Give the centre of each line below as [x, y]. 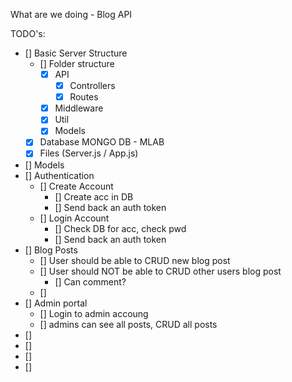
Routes [84, 97]
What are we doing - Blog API [71, 14]
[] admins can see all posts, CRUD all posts [128, 324]
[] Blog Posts [51, 250]
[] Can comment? [90, 281]
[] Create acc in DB [94, 196]
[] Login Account [74, 218]
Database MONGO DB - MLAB [102, 142]
